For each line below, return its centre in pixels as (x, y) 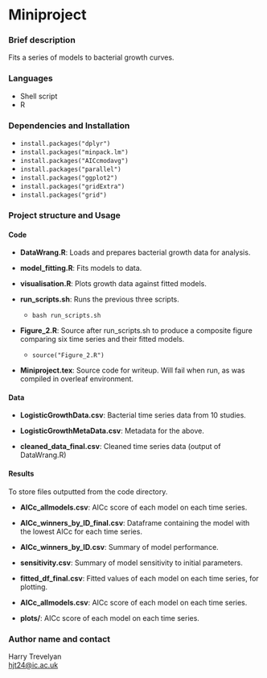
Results (21, 474)
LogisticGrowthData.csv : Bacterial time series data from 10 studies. (133, 415)
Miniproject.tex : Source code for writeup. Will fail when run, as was (132, 370)
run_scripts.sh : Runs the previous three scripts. (99, 299)
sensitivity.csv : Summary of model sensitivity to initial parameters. (131, 563)
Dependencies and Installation (69, 125)
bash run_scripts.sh (66, 316)
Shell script (39, 96)
